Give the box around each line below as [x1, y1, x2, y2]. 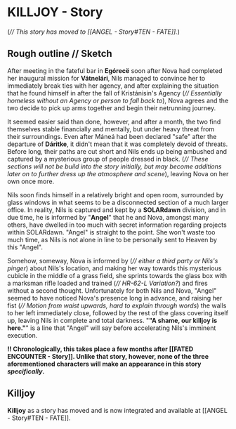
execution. [7, 331, 38, 339]
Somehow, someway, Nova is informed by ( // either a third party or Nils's [7, 256, 218, 265]
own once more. [7, 177, 55, 185]
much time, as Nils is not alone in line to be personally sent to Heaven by [7, 235, 218, 244]
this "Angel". [7, 243, 44, 251]
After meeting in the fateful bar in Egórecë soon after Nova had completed [7, 66, 223, 74]
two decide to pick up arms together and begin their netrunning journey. [7, 103, 216, 112]
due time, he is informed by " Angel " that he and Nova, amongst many [7, 213, 209, 221]
